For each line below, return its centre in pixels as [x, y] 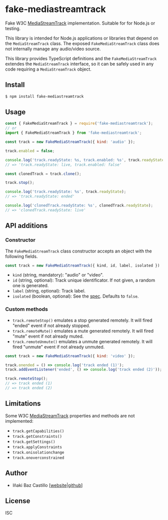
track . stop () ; [20, 183]
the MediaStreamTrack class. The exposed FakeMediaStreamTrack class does [82, 43]
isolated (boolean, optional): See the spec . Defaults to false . [75, 296]
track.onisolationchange [38, 452]
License [18, 501]
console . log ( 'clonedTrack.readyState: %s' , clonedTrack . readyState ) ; [79, 206]
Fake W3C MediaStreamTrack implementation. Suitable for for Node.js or [80, 23]
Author [16, 473]
